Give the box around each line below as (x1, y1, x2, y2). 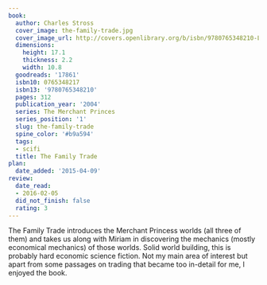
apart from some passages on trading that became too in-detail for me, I (8, 260, 245, 269)
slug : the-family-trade (15, 123, 94, 131)
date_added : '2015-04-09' (15, 167, 102, 175)
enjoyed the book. (8, 268, 68, 278)
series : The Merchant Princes (15, 108, 115, 116)
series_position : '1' (15, 115, 87, 123)
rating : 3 (15, 204, 48, 212)
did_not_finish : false (15, 197, 91, 205)
